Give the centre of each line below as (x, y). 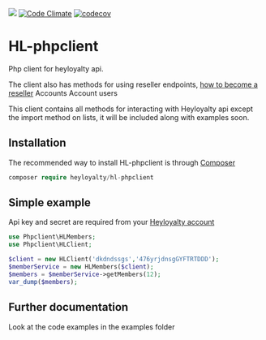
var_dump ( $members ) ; (43, 282)
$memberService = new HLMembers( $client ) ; (81, 267)
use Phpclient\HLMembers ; (52, 237)
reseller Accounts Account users (63, 93)
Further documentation (69, 307)
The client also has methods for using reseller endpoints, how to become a (133, 84)
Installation (37, 143)
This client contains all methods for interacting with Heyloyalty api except (131, 109)
